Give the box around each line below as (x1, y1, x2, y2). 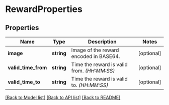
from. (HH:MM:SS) (71, 67, 115, 74)
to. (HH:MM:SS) (71, 81, 109, 88)
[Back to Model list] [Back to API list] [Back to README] (5, 94, 121, 100)
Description (88, 38, 117, 45)
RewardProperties (5, 3, 83, 15)
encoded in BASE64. (71, 53, 120, 59)
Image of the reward (71, 46, 119, 53)
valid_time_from (8, 64, 47, 71)
